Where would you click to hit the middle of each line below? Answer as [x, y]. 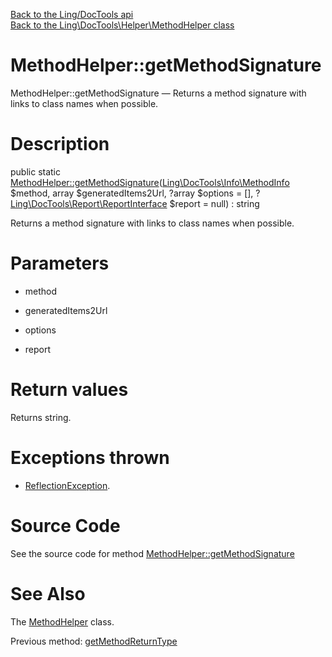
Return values [69, 390]
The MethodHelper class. [62, 621]
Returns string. [41, 417]
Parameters [60, 263]
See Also [48, 593]
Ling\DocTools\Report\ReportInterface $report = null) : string [135, 203]
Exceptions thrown [90, 457]
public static [36, 171]
